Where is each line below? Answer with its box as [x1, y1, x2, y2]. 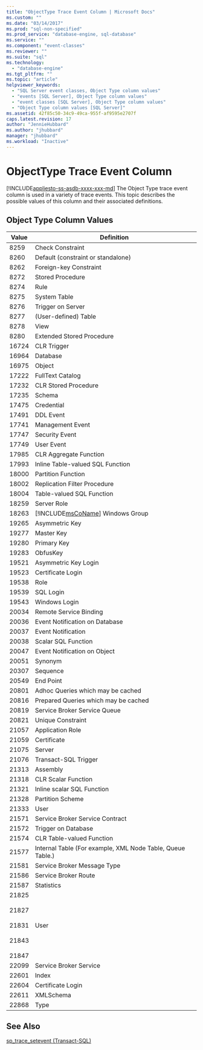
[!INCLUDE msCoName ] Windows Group [34, 509, 149, 517]
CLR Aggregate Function [34, 450, 105, 458]
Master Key [34, 528, 68, 537]
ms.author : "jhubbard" [6, 127, 63, 133]
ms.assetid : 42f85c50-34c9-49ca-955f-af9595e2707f [6, 110, 137, 116]
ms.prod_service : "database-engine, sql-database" [6, 32, 137, 38]
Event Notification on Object [34, 646, 115, 655]
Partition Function [34, 470, 86, 478]
